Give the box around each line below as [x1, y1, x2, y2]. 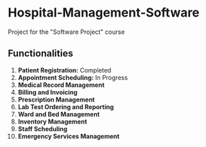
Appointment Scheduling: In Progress [17, 73, 129, 81]
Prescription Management [17, 95, 95, 104]
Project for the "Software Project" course [8, 28, 125, 36]
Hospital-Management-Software [8, 5, 200, 21]
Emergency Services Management [17, 132, 120, 140]
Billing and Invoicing [17, 88, 78, 96]
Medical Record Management [17, 81, 105, 89]
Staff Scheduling [17, 124, 68, 133]
